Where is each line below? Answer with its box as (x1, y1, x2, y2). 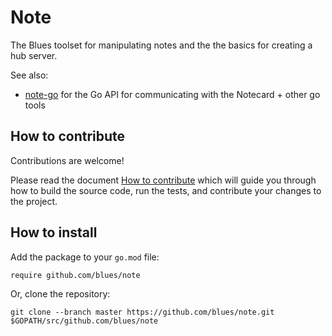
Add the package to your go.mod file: (10, 251, 160, 263)
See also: (10, 69, 49, 81)
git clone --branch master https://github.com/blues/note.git (10, 307, 275, 317)
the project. (10, 195, 58, 207)
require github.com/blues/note (10, 270, 141, 280)
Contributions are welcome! (10, 154, 125, 166)
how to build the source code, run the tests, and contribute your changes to (10, 184, 322, 196)
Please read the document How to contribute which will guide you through (10, 174, 317, 186)
